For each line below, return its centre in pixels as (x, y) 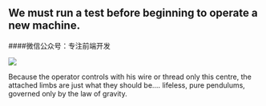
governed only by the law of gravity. (68, 93)
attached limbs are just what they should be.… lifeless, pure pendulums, (127, 85)
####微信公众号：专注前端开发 (59, 45)
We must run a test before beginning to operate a (133, 13)
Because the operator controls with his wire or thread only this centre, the (130, 77)
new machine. (44, 26)
